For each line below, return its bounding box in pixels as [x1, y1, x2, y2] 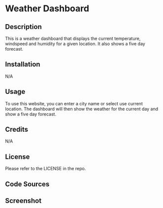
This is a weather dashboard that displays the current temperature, [5, 35, 141, 41]
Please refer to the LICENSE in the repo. [5, 166, 86, 172]
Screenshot [5, 197, 42, 205]
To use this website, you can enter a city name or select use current [5, 100, 143, 106]
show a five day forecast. [5, 111, 57, 117]
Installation [5, 60, 40, 69]
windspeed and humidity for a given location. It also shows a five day [5, 41, 145, 47]
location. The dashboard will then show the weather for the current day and [5, 106, 159, 112]
